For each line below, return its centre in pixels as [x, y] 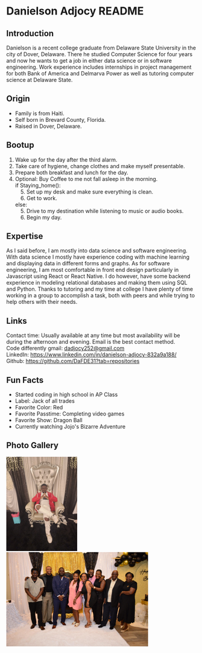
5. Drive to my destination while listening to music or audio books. [102, 211]
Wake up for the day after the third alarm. [66, 159]
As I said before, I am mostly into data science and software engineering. [97, 251]
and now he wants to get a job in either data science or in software [89, 61]
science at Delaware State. [39, 80]
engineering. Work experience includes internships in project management [99, 67]
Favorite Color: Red [39, 408]
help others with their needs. [42, 302]
